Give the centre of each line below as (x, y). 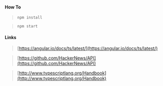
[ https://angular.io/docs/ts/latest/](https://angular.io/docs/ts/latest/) (87, 48)
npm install (30, 17)
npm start (28, 26)
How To (13, 7)
